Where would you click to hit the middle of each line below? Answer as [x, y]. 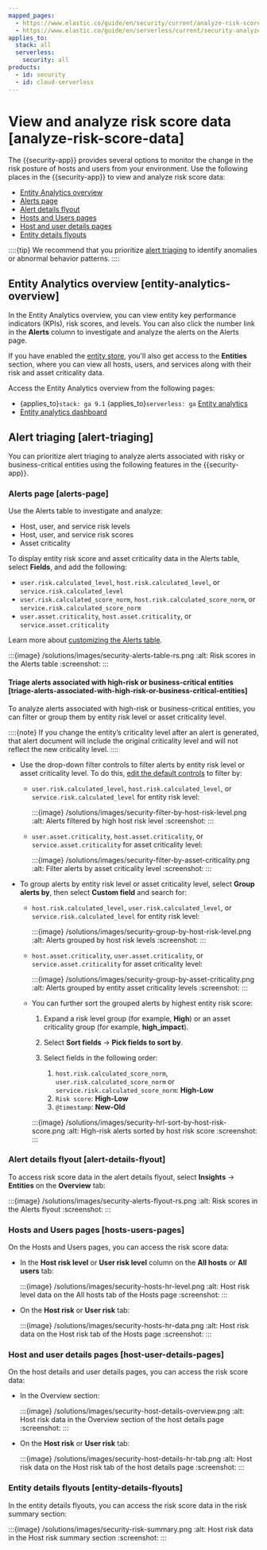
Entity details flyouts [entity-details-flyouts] [95, 1488]
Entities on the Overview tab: [57, 1185]
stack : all [33, 45]
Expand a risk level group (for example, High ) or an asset [137, 1018]
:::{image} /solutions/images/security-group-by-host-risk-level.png [141, 932]
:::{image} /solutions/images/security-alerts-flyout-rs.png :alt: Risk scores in [133, 1200]
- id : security [41, 75]
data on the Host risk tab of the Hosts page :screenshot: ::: [116, 1334]
